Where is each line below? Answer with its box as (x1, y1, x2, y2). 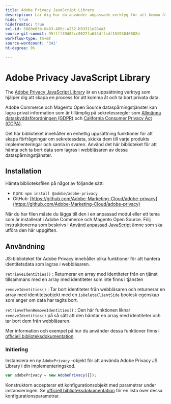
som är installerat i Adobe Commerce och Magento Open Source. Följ (5, 217, 151, 223)
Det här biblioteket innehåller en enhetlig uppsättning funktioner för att (5, 130, 153, 136)
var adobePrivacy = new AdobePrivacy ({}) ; (5, 373, 97, 378)
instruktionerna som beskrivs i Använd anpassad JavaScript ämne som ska (5, 222, 163, 228)
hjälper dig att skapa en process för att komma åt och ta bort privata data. (5, 94, 160, 100)
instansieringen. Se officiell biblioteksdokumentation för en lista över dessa (5, 388, 163, 394)
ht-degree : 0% (5, 45, 36, 51)
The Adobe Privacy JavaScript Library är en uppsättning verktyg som (5, 89, 151, 95)
